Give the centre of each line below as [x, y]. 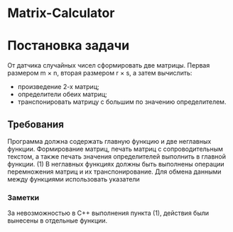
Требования [36, 124]
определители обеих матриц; [63, 95]
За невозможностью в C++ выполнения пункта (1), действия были [108, 213]
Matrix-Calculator [61, 13]
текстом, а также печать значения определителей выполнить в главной [116, 156]
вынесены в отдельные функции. [58, 221]
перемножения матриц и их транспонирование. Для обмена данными [114, 172]
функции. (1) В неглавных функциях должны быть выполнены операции [116, 164]
